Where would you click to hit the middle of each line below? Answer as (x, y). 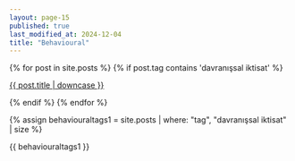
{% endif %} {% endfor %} (59, 103)
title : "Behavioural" (50, 42)
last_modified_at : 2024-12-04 (66, 34)
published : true (39, 26)
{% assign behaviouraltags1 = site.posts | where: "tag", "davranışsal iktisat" (148, 120)
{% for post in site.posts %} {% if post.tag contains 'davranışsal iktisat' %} (146, 68)
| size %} (26, 130)
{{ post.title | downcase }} (57, 85)
